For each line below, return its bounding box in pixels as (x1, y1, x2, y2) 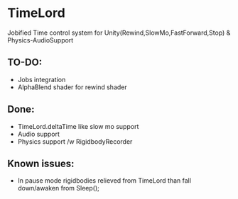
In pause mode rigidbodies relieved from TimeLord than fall (17, 176, 192, 185)
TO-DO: (7, 57, 43, 69)
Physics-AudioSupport (7, 35, 74, 44)
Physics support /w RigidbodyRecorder (17, 137, 133, 146)
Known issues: (7, 157, 75, 169)
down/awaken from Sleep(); (17, 184, 99, 193)
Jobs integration (17, 75, 66, 84)
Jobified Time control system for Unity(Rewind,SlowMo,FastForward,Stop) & (7, 28, 231, 37)
